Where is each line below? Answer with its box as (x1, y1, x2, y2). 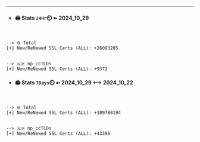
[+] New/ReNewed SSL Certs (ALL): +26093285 (6, 45, 118, 51)
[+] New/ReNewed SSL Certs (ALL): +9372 (6, 66, 108, 72)
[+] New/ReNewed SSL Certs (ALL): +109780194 (6, 110, 121, 116)
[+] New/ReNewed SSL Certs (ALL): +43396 (6, 131, 111, 137)
